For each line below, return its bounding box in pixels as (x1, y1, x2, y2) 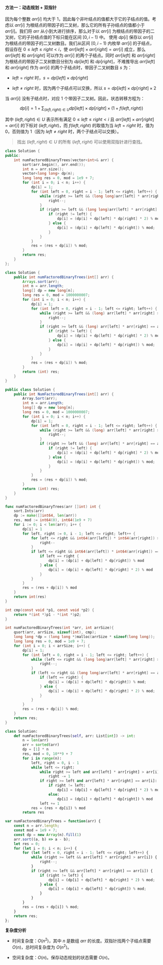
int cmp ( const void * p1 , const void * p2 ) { (5, 607, 95, 612)
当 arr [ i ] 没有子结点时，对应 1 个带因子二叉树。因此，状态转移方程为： (5, 96, 145, 101)
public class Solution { (5, 387, 55, 392)
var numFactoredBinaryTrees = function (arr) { (5, 819, 101, 824)
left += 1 (39, 801, 60, 806)
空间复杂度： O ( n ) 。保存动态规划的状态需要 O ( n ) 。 (12, 954, 113, 960)
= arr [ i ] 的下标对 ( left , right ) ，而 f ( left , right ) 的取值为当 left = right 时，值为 (5, 123, 154, 128)
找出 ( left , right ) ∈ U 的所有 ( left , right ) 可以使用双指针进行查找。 (16, 139, 145, 145)
